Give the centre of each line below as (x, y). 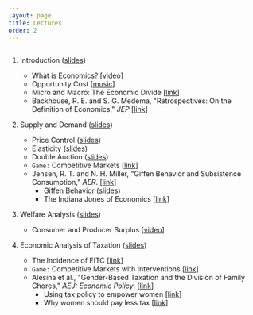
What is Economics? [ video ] (77, 75)
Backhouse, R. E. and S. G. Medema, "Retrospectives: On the (132, 101)
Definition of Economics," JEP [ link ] (90, 109)
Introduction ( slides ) (53, 60)
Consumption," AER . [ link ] (74, 182)
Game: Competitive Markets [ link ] (85, 165)
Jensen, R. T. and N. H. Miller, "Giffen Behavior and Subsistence (136, 174)
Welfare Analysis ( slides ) (60, 214)
